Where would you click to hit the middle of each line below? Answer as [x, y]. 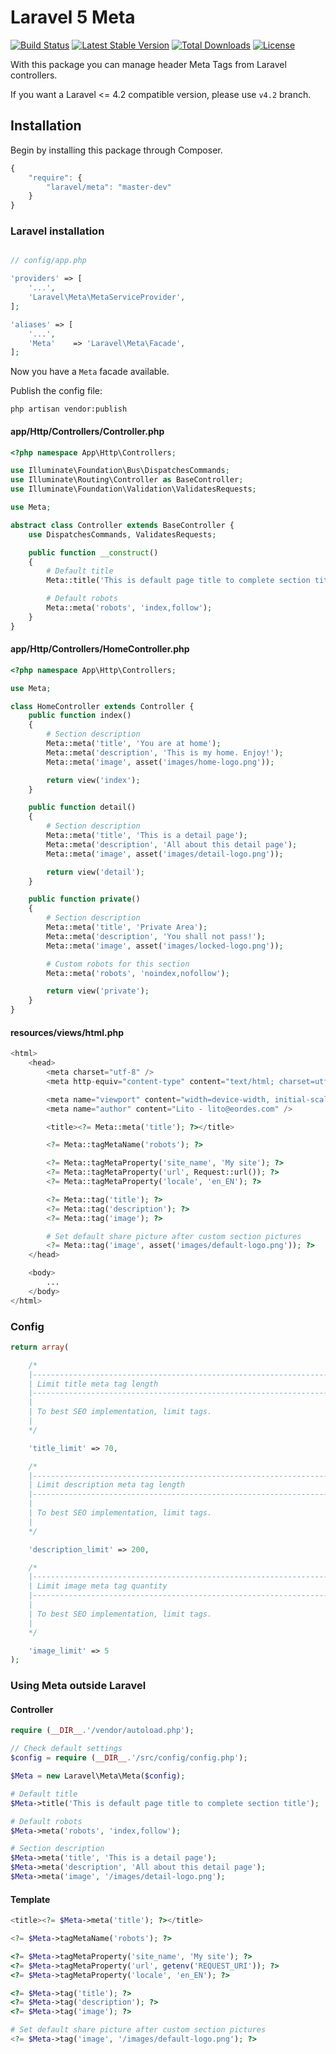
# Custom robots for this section [118, 964]
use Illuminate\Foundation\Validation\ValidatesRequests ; [133, 489]
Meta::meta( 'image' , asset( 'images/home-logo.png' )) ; [160, 762]
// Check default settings [66, 1749]
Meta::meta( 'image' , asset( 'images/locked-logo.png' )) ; [165, 946]
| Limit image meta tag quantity [98, 1586]
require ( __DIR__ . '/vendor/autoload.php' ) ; [102, 1731]
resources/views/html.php [67, 1032]
